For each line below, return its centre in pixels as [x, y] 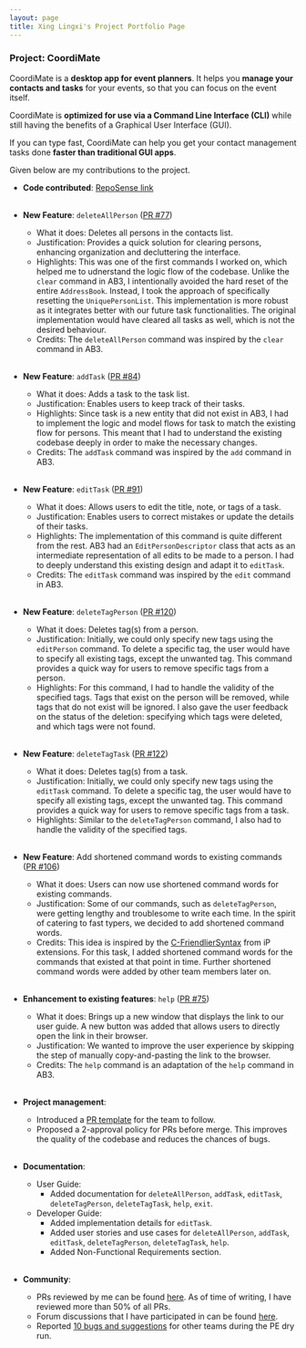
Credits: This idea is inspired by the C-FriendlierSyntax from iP [153, 942]
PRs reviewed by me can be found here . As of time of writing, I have [163, 1297]
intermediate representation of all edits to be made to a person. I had [165, 555]
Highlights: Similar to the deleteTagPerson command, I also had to [159, 819]
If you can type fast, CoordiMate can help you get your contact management [153, 142]
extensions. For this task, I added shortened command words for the [164, 952]
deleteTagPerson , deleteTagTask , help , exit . [132, 1203]
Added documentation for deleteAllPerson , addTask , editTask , [166, 1193]
